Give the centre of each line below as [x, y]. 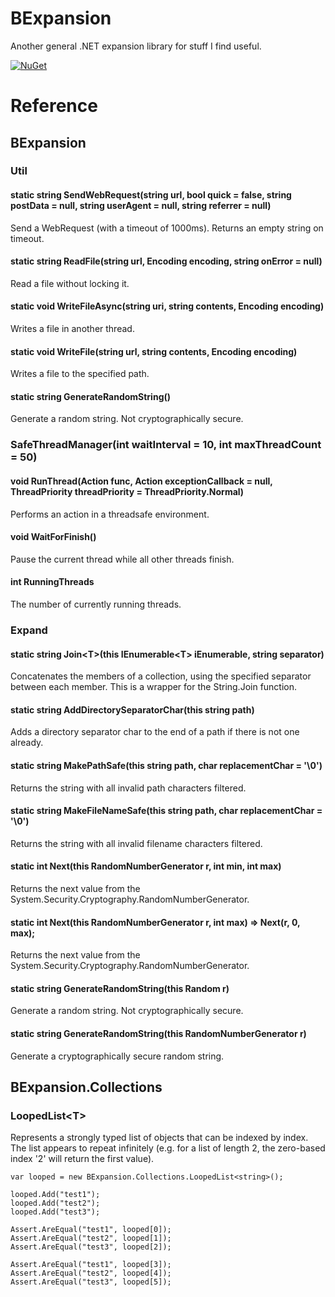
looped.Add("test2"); [55, 1203]
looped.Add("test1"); [55, 1195]
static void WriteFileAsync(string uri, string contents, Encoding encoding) [167, 306]
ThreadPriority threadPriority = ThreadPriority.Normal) [127, 491]
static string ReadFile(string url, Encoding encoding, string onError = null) [166, 261]
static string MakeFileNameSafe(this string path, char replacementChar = [166, 811]
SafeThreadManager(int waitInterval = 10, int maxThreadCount [166, 445]
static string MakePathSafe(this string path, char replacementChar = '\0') [166, 765]
